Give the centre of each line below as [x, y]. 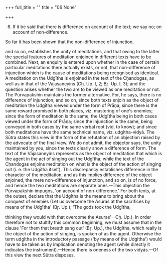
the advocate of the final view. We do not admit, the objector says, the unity [83, 143]
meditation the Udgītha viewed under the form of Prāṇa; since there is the [81, 105]
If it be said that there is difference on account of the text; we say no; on [87, 27]
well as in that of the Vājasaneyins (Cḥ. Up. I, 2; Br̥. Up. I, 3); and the [75, 84]
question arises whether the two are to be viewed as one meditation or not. [83, 89]
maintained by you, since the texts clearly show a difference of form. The [81, 148]
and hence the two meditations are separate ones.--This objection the [77, 185]
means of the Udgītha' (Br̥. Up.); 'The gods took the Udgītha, [68, 207]
